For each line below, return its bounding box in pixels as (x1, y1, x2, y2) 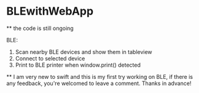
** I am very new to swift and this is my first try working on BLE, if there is (6, 73, 193, 80)
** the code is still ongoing (6, 24, 74, 32)
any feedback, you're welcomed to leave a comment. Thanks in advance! (6, 80, 192, 87)
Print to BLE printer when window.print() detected (15, 61, 141, 69)
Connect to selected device (15, 54, 85, 62)
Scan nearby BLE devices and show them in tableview (15, 48, 152, 56)
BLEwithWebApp (6, 4, 94, 18)
